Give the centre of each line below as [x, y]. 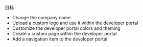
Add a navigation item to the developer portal [60, 39]
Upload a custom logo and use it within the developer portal [75, 23]
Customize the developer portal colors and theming [66, 28]
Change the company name [41, 17]
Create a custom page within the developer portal [64, 34]
